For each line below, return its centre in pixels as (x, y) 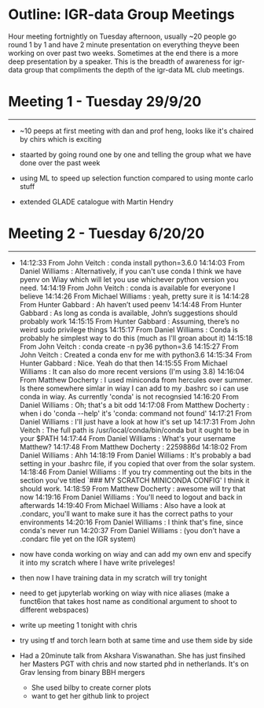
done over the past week (60, 162)
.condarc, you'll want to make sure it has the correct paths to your (126, 513)
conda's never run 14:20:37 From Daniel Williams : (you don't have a (130, 530)
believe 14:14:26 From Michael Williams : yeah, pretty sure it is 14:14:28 (134, 296)
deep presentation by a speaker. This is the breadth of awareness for (120, 61)
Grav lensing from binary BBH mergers (82, 672)
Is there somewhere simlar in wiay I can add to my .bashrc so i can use (134, 388)
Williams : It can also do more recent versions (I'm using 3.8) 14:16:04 (132, 371)
